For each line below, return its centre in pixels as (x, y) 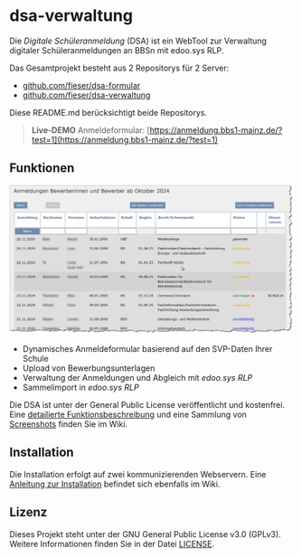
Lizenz (28, 512)
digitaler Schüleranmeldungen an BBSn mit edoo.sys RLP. (117, 50)
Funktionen (42, 168)
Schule (35, 359)
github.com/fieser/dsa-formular (81, 85)
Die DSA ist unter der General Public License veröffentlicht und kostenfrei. (147, 405)
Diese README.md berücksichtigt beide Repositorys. (109, 112)
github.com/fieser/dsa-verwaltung (86, 95)
